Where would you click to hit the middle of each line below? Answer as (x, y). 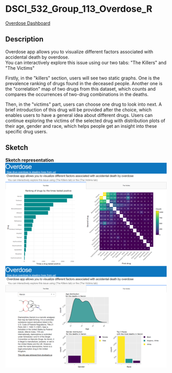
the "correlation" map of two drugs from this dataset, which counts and (81, 89)
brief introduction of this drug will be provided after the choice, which (79, 110)
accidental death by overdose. (37, 57)
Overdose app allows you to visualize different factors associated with (79, 51)
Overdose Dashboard (28, 23)
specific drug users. (26, 131)
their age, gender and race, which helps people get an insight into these (81, 126)
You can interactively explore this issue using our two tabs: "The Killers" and (86, 63)
